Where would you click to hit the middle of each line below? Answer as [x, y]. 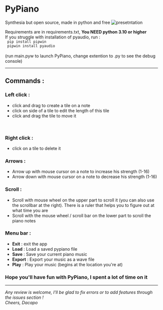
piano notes [24, 220]
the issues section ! [24, 297]
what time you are [30, 210]
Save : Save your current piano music [49, 254]
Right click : [19, 138]
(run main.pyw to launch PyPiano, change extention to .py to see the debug [80, 56]
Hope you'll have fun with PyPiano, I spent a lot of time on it [76, 277]
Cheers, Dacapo [21, 303]
